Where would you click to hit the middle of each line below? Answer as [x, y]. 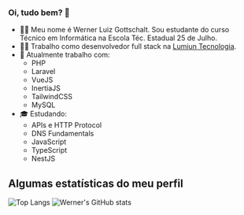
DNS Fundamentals [63, 134]
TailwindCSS [52, 97]
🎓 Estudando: [43, 114]
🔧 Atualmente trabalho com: [65, 55]
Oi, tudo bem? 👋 [39, 13]
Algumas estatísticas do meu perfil [96, 183]
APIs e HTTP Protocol [67, 125]
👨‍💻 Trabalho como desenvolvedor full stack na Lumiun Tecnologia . [128, 46]
